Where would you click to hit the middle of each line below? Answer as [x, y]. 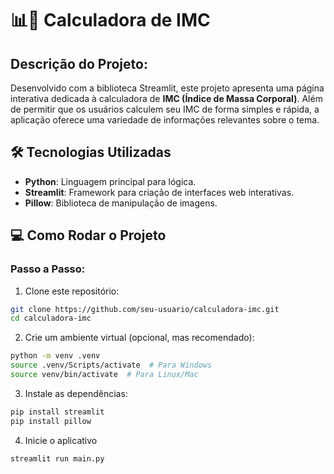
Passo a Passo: [48, 269]
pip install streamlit [57, 412]
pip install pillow [51, 421]
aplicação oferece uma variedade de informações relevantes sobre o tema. [165, 120]
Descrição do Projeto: [79, 63]
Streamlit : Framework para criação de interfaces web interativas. [159, 192]
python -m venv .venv [55, 356]
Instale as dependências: [76, 393]
